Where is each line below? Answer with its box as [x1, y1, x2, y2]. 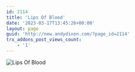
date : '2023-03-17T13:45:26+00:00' [6, 20, 95, 26]
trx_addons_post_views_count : [6, 37, 82, 43]
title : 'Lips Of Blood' [6, 14, 66, 20]
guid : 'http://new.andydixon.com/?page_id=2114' [6, 31, 130, 37]
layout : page [6, 25, 39, 32]
